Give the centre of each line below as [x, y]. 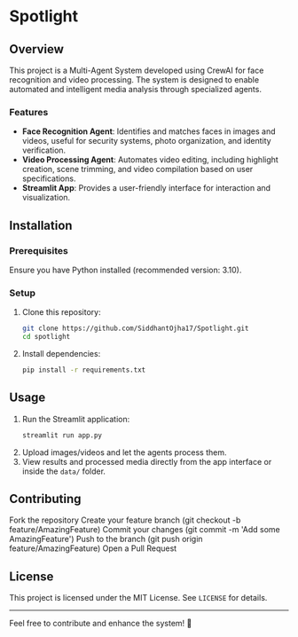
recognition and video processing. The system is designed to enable [134, 80]
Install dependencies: [61, 354]
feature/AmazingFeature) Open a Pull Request [93, 548]
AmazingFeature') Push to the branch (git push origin [106, 539]
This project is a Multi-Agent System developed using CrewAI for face [137, 70]
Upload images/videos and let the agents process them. [125, 452]
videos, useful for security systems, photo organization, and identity [147, 141]
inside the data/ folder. [64, 471]
